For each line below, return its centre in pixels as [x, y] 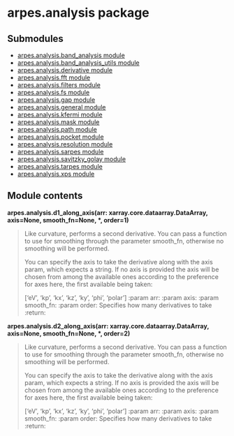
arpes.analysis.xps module [56, 174]
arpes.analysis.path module [57, 129]
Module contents [45, 196]
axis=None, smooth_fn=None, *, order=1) [68, 220]
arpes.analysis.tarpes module [60, 166]
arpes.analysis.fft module [54, 77]
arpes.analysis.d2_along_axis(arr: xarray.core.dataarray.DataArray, [108, 326]
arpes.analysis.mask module [58, 122]
